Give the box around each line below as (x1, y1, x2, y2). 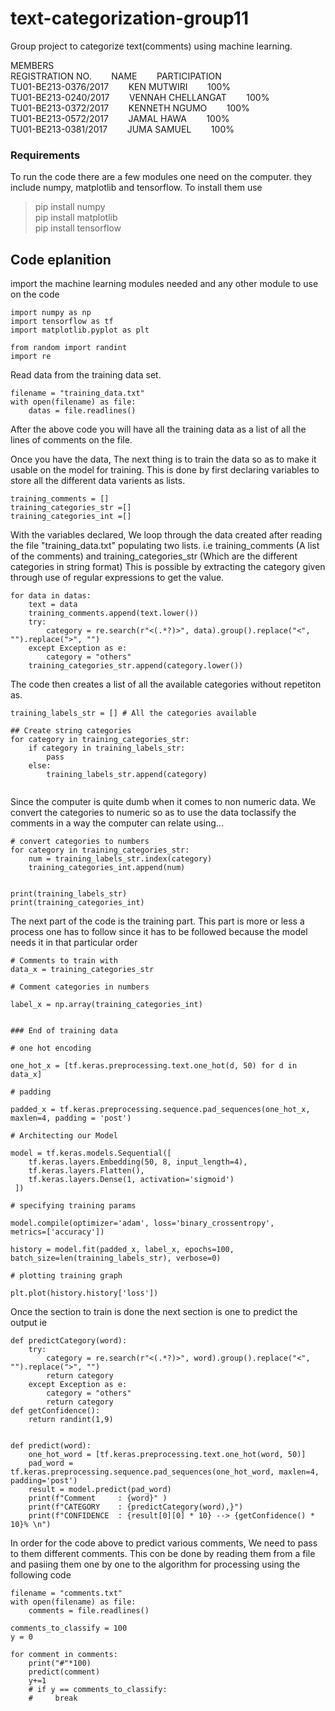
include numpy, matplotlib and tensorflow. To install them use (10, 182, 263, 194)
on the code (10, 288, 60, 301)
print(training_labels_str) (10, 889, 128, 899)
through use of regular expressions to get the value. (10, 572, 225, 584)
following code (10, 1569, 72, 1581)
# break (28, 1693, 78, 1704)
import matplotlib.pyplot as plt (10, 325, 150, 336)
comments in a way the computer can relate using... (10, 817, 224, 829)
